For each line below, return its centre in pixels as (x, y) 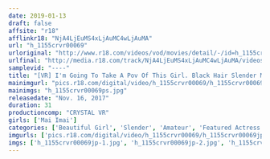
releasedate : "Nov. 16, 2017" (59, 98)
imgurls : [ (27, 135)
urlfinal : (25, 61)
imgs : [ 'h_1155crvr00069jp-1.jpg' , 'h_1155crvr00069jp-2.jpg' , (117, 143)
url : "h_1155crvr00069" (48, 46)
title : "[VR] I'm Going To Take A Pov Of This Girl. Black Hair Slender (133, 75)
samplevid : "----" (39, 68)
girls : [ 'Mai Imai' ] (43, 120)
